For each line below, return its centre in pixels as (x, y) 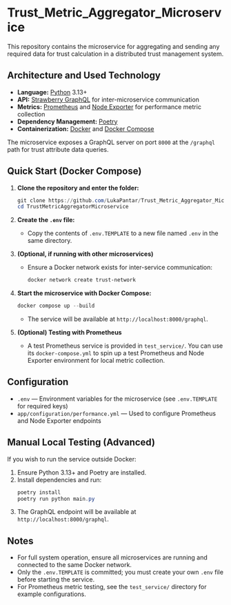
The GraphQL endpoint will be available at (77, 512)
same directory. (50, 241)
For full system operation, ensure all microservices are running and (112, 557)
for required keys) (42, 406)
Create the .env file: (46, 220)
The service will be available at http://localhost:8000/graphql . (118, 319)
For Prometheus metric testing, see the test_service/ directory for (112, 587)
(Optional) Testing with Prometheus (69, 333)
